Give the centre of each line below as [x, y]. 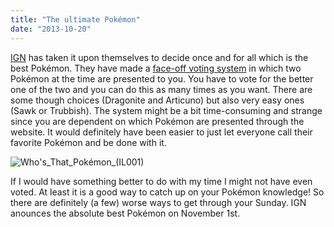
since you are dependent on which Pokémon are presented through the [157, 121]
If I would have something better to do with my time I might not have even [161, 181]
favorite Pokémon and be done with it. [88, 142]
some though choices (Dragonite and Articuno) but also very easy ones [157, 100]
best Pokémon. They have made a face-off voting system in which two [156, 68]
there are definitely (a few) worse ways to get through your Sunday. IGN [158, 202]
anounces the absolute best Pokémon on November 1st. [125, 213]
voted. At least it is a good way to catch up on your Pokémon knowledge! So [167, 192]
